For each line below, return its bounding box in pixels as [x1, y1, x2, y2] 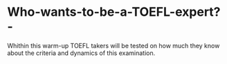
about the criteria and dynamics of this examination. [7, 49, 156, 57]
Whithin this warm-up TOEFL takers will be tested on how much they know [7, 41, 220, 50]
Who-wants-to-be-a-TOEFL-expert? [7, 4, 221, 20]
